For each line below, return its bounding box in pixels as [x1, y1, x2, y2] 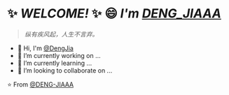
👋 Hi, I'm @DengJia [17, 44, 74, 52]
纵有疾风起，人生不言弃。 [24, 30, 99, 38]
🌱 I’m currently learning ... [17, 59, 92, 67]
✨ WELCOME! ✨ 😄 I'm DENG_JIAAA [7, 6, 222, 22]
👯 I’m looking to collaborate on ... [17, 66, 113, 75]
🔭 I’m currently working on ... [17, 51, 101, 59]
